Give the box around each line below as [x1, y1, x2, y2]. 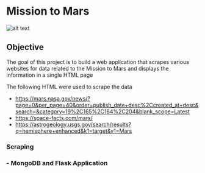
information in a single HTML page [6, 71, 93, 79]
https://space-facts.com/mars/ [15, 114, 93, 121]
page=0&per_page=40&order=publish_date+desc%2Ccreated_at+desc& [15, 101, 199, 108]
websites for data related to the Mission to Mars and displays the [6, 65, 169, 72]
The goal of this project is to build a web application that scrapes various [6, 58, 189, 65]
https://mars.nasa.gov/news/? [15, 94, 90, 102]
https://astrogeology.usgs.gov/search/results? [15, 121, 132, 128]
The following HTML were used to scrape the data [6, 83, 132, 90]
